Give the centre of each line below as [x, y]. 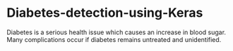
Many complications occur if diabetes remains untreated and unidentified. [114, 39]
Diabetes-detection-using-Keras [105, 13]
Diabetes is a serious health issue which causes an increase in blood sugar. [116, 32]
